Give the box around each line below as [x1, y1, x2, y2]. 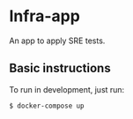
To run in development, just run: [9, 84, 125, 94]
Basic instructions [9, 61, 112, 76]
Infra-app [9, 6, 81, 26]
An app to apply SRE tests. [9, 35, 106, 46]
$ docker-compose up [9, 101, 85, 110]
